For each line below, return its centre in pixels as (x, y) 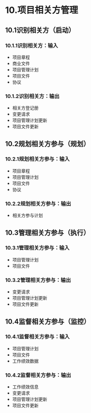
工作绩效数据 (25, 361)
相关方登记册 (25, 108)
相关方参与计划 (27, 215)
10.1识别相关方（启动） (40, 30)
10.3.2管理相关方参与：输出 (38, 280)
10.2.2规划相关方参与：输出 (38, 203)
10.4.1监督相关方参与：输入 (38, 337)
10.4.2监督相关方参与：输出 (38, 375)
